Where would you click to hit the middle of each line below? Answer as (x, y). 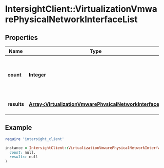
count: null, (23, 152)
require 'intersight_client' (35, 139)
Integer (37, 75)
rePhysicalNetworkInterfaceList (71, 19)
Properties (21, 37)
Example (19, 128)
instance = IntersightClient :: (37, 148)
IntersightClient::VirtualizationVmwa (81, 9)
